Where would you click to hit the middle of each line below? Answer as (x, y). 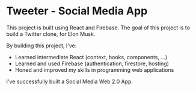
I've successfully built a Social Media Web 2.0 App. (70, 81)
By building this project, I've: (41, 45)
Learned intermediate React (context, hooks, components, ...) (91, 57)
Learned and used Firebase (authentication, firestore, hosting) (92, 63)
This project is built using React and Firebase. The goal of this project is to (98, 28)
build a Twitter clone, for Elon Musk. (51, 34)
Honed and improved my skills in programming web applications (94, 69)
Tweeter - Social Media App (77, 11)
